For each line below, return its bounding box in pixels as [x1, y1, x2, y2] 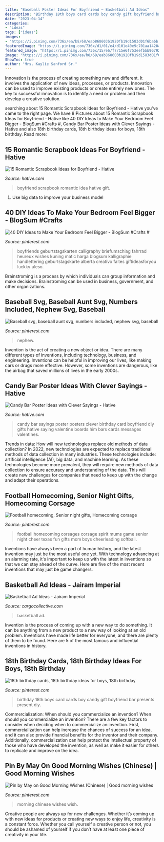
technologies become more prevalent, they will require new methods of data [5, 462, 159, 468]
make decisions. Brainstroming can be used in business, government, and [5, 278, 154, 284]
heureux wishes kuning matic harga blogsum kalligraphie [17, 253, 132, 259]
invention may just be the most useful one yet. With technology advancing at [5, 551, 160, 557]
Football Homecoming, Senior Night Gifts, [5, 492, 134, 500]
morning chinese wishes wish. [17, 801, 78, 807]
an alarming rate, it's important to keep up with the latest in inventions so [5, 556, 151, 562]
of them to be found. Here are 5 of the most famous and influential [5, 638, 139, 643]
